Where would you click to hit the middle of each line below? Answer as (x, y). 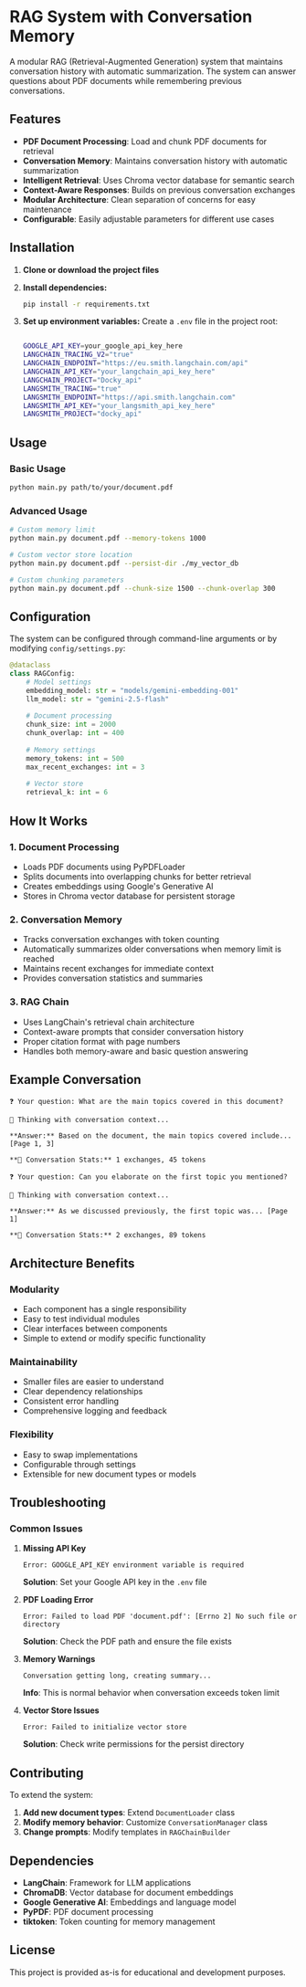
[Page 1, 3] (32, 1144)
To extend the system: (51, 1795)
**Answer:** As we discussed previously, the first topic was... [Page (148, 1212)
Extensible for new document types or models (109, 1474)
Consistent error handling (71, 1401)
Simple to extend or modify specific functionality (114, 1339)
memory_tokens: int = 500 (75, 758)
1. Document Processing (64, 846)
